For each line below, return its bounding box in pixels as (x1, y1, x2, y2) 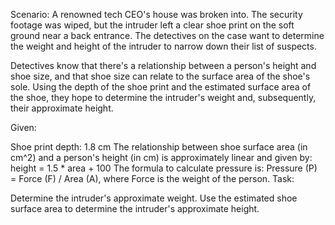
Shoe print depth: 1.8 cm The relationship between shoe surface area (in (10, 141, 308, 153)
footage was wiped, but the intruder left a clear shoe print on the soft (10, 19, 295, 31)
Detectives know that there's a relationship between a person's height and (10, 60, 317, 71)
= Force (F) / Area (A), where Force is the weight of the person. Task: (10, 173, 295, 184)
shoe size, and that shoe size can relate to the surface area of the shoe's (10, 70, 311, 82)
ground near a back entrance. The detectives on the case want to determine (10, 30, 325, 41)
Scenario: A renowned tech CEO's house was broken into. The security (10, 9, 303, 20)
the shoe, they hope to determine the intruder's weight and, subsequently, (10, 92, 317, 103)
